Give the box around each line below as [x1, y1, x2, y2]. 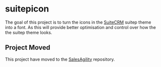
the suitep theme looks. [5, 29, 52, 35]
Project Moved [5, 43, 50, 52]
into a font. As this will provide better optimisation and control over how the [5, 24, 156, 30]
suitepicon [5, 3, 49, 14]
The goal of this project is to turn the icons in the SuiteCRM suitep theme [5, 19, 151, 25]
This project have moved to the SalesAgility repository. [5, 56, 115, 62]
